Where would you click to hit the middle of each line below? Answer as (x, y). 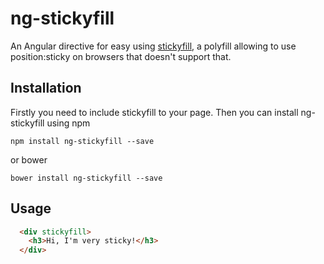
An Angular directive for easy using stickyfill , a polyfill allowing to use (153, 46)
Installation (46, 88)
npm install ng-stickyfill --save (82, 141)
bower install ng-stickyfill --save (86, 178)
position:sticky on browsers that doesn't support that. (121, 56)
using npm (68, 123)
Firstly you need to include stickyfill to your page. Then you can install (154, 112)
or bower (29, 159)
